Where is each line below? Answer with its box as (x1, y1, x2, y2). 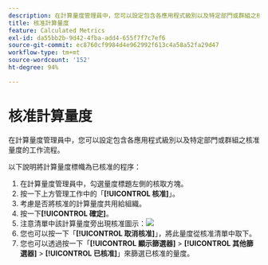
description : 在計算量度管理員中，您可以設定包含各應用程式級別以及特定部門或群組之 (8, 11, 257, 20)
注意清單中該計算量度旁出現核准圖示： (19, 218, 146, 228)
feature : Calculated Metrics (8, 26, 105, 34)
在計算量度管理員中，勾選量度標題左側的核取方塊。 (19, 178, 188, 188)
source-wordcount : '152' (8, 57, 91, 64)
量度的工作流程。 (8, 145, 65, 154)
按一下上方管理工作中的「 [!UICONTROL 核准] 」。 (19, 189, 179, 198)
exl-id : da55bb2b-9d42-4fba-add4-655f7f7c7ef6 (8, 33, 166, 42)
